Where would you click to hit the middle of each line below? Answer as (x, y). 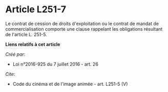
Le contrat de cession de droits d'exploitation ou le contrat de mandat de (82, 24)
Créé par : (15, 54)
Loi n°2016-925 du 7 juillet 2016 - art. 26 (56, 64)
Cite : (10, 74)
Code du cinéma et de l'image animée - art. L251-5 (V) (70, 84)
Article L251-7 (36, 9)
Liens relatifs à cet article (33, 44)
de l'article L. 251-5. (26, 34)
